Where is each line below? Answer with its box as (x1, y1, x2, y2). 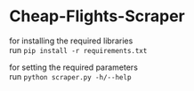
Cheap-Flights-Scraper (9, 6, 185, 27)
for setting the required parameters (9, 62, 138, 72)
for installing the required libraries (9, 35, 133, 46)
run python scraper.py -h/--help (9, 71, 132, 81)
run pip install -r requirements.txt (9, 44, 148, 55)
